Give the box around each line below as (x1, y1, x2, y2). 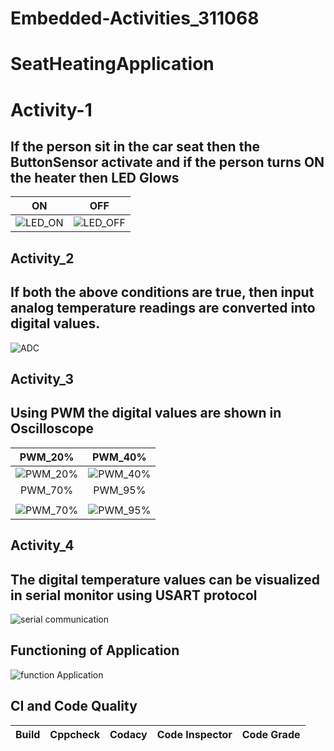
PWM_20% (19, 450, 75, 464)
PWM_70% (20, 483, 74, 497)
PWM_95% (93, 483, 147, 497)
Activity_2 (10, 250, 75, 267)
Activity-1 (10, 98, 93, 121)
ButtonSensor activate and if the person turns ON (10, 153, 325, 171)
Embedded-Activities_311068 (10, 7, 260, 30)
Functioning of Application (10, 642, 180, 659)
